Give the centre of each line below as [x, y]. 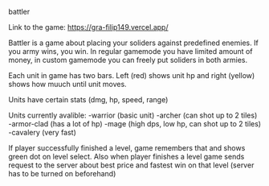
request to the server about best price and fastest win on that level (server [131, 165]
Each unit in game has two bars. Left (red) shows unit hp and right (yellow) [132, 75]
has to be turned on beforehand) [62, 174]
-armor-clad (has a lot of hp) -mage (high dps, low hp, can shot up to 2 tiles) [135, 124]
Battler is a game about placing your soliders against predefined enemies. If [133, 43]
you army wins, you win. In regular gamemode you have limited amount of [130, 51]
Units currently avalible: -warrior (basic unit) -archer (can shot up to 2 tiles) [133, 115]
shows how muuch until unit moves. [67, 84]
